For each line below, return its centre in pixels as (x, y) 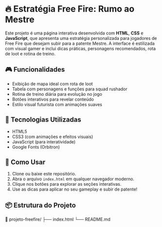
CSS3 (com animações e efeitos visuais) (53, 137)
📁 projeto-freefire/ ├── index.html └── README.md (58, 219)
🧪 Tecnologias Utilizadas (43, 120)
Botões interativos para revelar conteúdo (53, 99)
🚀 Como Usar (25, 162)
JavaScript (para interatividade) (44, 141)
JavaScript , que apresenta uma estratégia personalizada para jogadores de (81, 38)
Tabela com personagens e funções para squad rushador (70, 89)
